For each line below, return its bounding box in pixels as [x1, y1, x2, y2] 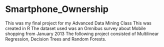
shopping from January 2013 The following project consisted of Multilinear [5, 30, 159, 36]
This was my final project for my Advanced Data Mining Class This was [5, 20, 151, 26]
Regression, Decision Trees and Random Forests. [5, 36, 106, 42]
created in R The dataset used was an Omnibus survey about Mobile [5, 25, 146, 31]
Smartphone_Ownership [5, 3, 109, 15]
